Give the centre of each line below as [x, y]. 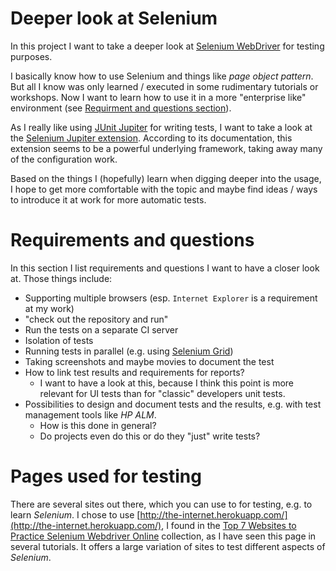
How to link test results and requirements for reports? [134, 372]
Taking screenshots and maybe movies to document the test [149, 361]
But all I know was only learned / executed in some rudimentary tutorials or [164, 86]
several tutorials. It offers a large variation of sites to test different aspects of [168, 546]
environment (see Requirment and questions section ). [121, 108]
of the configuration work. [64, 159]
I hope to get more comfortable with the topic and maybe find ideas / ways [164, 189]
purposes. [31, 56]
